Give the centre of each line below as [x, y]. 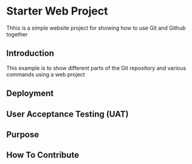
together [17, 34]
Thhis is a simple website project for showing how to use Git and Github [96, 28]
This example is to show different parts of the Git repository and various [96, 68]
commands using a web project [46, 74]
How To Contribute [43, 155]
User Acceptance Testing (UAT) [67, 114]
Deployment [30, 93]
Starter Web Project [57, 11]
